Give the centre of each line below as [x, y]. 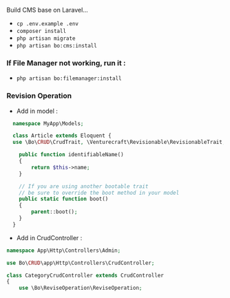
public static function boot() [64, 199]
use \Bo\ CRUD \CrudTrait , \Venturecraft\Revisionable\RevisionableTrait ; [119, 142]
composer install [41, 31]
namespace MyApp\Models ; [48, 123]
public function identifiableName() [72, 155]
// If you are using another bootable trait [84, 186]
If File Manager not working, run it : [66, 63]
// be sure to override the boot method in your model [99, 193]
